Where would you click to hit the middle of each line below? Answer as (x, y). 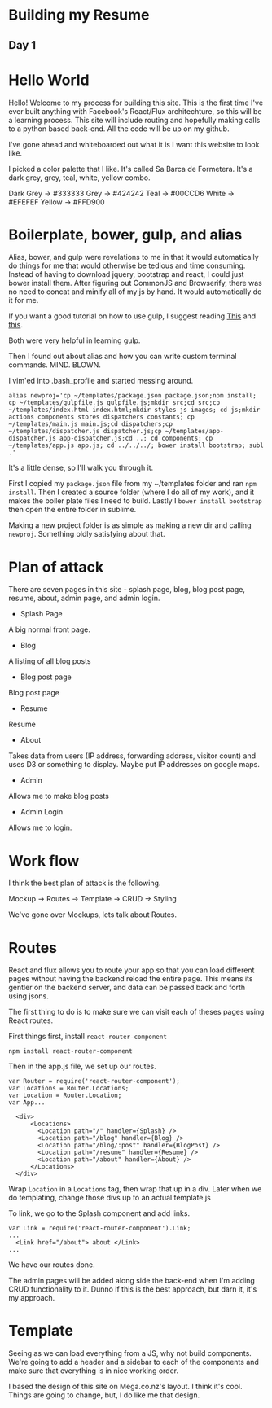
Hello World (49, 80)
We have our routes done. (52, 1265)
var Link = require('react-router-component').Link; (100, 1228)
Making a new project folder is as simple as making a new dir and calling (130, 525)
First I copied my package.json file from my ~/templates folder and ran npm (132, 484)
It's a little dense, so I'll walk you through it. (81, 468)
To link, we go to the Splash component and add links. (99, 1213)
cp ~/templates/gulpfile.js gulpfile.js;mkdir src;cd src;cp (114, 403)
